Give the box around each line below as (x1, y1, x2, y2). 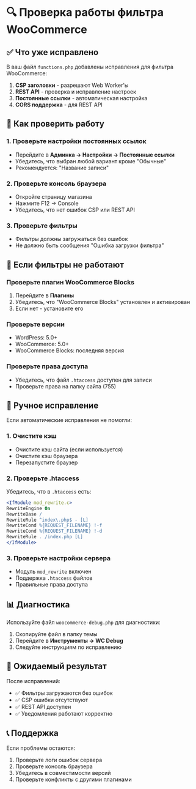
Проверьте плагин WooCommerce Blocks (6, 278, 135, 286)
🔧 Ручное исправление (6, 400, 99, 410)
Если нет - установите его (15, 305, 84, 312)
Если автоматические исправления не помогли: (6, 417, 132, 424)
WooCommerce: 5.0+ (15, 341, 69, 348)
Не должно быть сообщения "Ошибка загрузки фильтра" (15, 242, 164, 249)
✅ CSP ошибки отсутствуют (15, 696, 89, 703)
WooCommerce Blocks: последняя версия (15, 347, 124, 354)
